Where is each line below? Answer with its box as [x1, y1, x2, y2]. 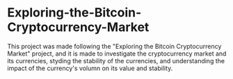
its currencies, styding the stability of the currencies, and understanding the [7, 56, 225, 65]
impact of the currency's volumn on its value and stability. [7, 64, 173, 72]
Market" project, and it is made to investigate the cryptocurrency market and [7, 49, 227, 58]
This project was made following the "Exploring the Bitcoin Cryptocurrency [7, 42, 222, 50]
